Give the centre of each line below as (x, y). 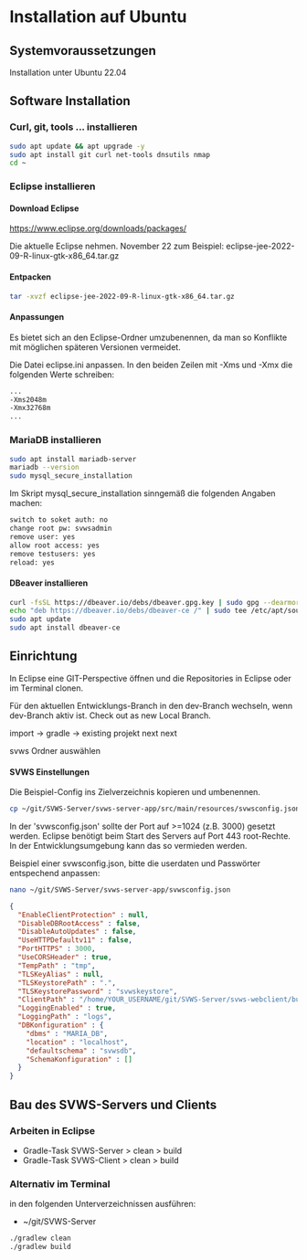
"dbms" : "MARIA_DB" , (67, 1033)
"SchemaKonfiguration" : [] (79, 1059)
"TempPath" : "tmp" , (57, 966)
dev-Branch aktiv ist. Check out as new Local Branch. (111, 715)
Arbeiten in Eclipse (53, 1130)
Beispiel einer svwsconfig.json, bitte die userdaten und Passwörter (135, 863)
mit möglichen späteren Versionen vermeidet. (95, 347)
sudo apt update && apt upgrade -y (77, 146)
